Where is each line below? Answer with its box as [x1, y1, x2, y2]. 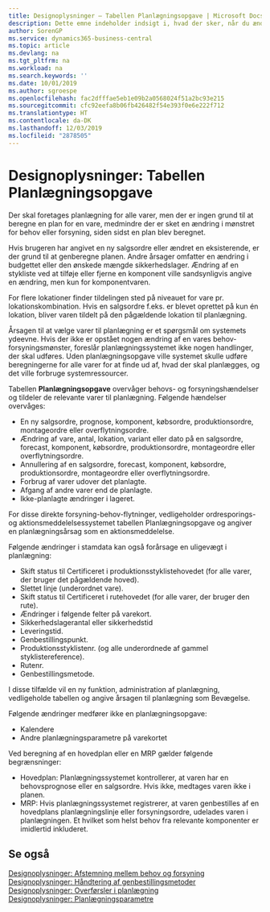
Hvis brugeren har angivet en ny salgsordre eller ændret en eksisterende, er [8, 243, 260, 252]
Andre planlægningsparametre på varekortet [19, 732, 167, 742]
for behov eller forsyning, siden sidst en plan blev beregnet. [8, 227, 207, 237]
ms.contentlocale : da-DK [8, 117, 92, 125]
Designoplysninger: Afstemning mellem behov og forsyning [8, 868, 205, 878]
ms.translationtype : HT [8, 110, 88, 118]
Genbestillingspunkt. [19, 634, 88, 645]
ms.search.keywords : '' [8, 72, 88, 80]
